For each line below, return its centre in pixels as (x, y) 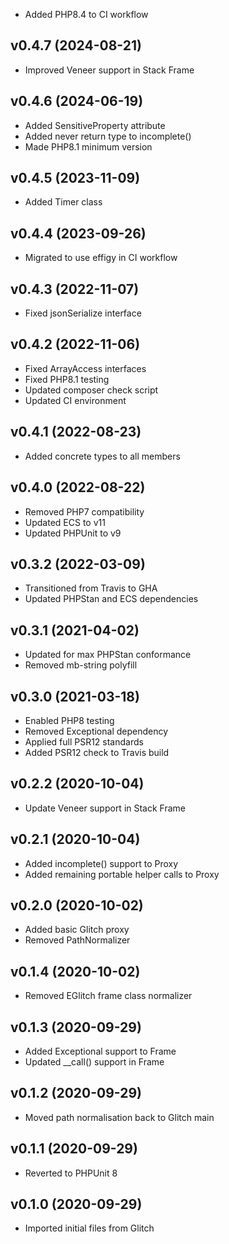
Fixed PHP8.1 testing (67, 379)
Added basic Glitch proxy (77, 930)
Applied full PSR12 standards (84, 741)
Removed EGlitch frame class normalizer (108, 996)
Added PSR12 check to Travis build (97, 752)
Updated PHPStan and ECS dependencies (111, 599)
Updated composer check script (91, 390)
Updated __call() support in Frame (94, 1062)
